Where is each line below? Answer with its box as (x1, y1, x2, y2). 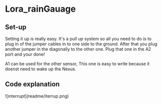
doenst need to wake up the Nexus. (5, 66, 76, 72)
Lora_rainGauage (5, 3, 76, 15)
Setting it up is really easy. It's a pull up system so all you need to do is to (5, 36, 152, 42)
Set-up (5, 23, 27, 31)
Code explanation (5, 80, 60, 88)
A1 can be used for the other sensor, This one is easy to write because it (5, 61, 150, 66)
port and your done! (5, 51, 45, 57)
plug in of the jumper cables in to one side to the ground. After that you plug (5, 41, 158, 47)
